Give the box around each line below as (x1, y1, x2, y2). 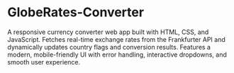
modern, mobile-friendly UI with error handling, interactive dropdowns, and (7, 50, 227, 59)
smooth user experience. (7, 57, 80, 66)
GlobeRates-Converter (7, 4, 144, 21)
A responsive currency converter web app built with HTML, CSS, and (7, 28, 209, 36)
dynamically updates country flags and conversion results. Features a (7, 43, 211, 51)
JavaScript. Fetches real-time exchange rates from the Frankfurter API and (7, 35, 225, 43)
